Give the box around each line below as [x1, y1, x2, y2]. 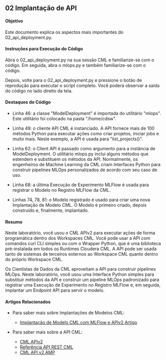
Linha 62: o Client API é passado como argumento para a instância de [12, 146, 156, 151]
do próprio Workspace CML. [5, 257, 64, 263]
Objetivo [5, 17, 23, 24]
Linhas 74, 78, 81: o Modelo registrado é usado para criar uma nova [12, 197, 151, 203]
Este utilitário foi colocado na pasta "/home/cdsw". [12, 116, 117, 121]
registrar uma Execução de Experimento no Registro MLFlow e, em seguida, [5, 282, 161, 288]
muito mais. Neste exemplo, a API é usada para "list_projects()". [12, 136, 143, 142]
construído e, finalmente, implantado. [12, 207, 89, 213]
